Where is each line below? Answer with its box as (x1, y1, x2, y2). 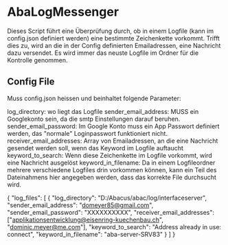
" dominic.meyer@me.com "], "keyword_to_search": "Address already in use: (7, 222, 222, 231)
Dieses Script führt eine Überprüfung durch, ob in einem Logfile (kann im (7, 27, 214, 35)
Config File (7, 76, 55, 88)
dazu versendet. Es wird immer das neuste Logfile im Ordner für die (7, 49, 199, 57)
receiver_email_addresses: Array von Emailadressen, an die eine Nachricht (7, 137, 218, 145)
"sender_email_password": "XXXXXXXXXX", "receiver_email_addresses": (7, 208, 215, 216)
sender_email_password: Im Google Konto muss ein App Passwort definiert (7, 121, 220, 130)
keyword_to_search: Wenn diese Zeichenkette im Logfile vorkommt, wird (7, 151, 213, 159)
